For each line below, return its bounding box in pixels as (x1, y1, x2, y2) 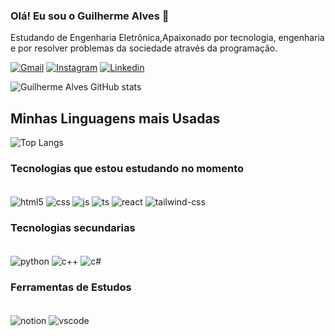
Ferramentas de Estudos (10, 280, 132, 294)
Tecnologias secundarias (10, 221, 136, 234)
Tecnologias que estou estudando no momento (10, 162, 245, 176)
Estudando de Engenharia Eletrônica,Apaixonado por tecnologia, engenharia (10, 32, 325, 44)
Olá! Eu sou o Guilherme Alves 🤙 (10, 9, 170, 23)
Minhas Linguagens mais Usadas (10, 110, 221, 127)
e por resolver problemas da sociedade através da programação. (10, 42, 278, 54)
